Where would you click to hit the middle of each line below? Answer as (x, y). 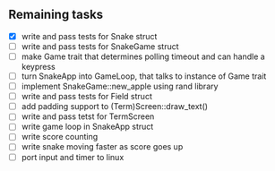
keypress (38, 67)
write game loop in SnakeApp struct (87, 127)
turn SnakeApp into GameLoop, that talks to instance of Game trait (144, 76)
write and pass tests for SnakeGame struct (100, 46)
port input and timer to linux (73, 157)
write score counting (60, 137)
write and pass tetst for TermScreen (88, 116)
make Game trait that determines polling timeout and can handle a (143, 56)
